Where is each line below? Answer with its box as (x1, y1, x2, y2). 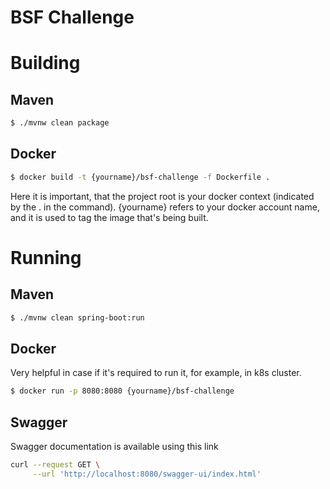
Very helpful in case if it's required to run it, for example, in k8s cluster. (10, 367, 302, 379)
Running (10, 246, 82, 269)
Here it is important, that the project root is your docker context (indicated (10, 190, 315, 202)
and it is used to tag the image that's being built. (10, 211, 209, 223)
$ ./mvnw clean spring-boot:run (10, 312, 145, 323)
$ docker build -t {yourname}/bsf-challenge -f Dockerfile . (10, 172, 271, 182)
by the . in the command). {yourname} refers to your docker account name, (10, 201, 320, 213)
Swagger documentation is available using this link (10, 441, 219, 453)
